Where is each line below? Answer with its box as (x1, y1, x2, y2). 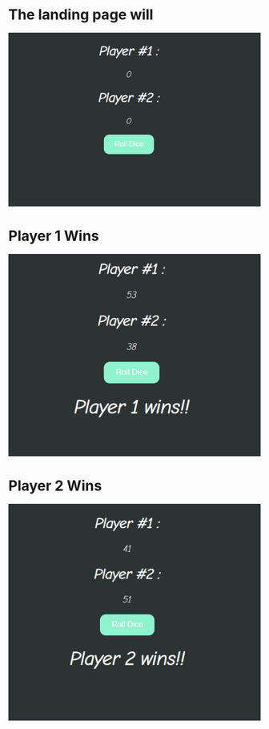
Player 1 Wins (8, 227, 100, 245)
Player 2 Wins (8, 477, 102, 495)
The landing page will (8, 6, 154, 24)
